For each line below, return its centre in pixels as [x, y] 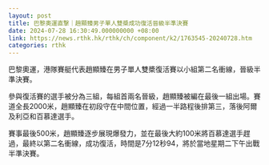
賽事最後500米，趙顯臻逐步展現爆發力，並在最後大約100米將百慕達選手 [126, 134]
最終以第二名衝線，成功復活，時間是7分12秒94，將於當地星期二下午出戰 [141, 143]
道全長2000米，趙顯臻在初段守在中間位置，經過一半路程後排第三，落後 [126, 107]
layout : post [30, 16]
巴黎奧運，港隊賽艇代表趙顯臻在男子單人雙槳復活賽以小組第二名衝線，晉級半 [134, 70]
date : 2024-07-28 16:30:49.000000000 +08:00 [84, 30]
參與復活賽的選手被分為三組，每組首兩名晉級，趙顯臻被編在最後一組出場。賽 [134, 96]
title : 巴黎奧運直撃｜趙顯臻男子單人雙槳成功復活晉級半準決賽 [98, 23]
